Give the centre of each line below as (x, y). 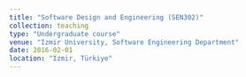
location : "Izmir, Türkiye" (61, 58)
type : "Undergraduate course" (65, 34)
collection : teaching (49, 26)
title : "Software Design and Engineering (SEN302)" (106, 17)
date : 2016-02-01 (41, 50)
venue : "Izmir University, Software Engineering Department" (124, 42)
